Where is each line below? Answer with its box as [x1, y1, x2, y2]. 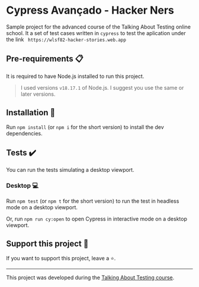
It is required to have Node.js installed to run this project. [6, 72, 145, 80]
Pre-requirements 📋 [6, 54, 84, 64]
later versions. [20, 90, 56, 97]
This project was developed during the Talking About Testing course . [6, 274, 175, 281]
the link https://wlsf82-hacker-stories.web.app [6, 36, 126, 43]
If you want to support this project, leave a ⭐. [6, 255, 116, 262]
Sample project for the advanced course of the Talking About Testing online [6, 23, 191, 30]
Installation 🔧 [6, 108, 56, 118]
